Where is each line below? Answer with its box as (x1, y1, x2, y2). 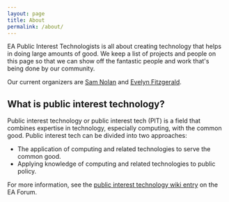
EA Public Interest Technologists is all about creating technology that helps (7, 42, 221, 51)
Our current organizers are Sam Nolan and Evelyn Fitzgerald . (7, 78, 182, 86)
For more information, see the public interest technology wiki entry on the (7, 180, 218, 189)
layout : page (7, 10, 45, 17)
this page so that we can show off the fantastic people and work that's (7, 57, 210, 65)
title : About (7, 17, 45, 24)
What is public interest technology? (7, 98, 165, 110)
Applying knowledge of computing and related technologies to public (17, 160, 216, 168)
